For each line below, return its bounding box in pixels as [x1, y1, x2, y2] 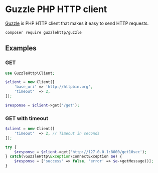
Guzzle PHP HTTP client [5, 4, 107, 15]
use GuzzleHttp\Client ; [5, 71, 55, 76]
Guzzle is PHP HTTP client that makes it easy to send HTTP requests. [5, 20, 149, 26]
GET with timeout [5, 114, 49, 122]
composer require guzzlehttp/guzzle [5, 30, 82, 35]
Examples [5, 44, 37, 52]
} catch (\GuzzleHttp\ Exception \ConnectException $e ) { [5, 154, 122, 159]
